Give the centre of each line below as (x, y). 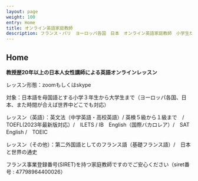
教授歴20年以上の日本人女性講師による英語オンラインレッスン (82, 72)
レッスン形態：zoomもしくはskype (49, 85)
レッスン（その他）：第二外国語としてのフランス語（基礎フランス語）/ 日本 (99, 144)
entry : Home (21, 22)
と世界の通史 (22, 152)
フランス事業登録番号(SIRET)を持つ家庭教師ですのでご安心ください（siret (95, 164)
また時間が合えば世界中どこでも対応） (63, 104)
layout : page (22, 11)
